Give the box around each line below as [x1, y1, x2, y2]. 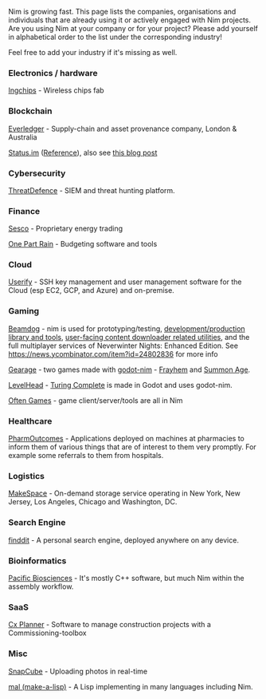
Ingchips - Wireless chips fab [8, 85, 105, 95]
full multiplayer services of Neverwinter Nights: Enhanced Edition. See [8, 341, 239, 350]
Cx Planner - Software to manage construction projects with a [8, 620, 211, 630]
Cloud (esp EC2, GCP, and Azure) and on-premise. [8, 286, 175, 295]
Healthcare [8, 415, 53, 426]
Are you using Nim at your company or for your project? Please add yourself [8, 24, 259, 33]
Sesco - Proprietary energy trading [8, 223, 123, 234]
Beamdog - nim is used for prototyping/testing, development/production [8, 323, 245, 334]
